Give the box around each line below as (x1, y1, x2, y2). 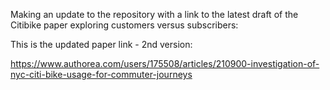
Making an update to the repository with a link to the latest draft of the (10, 9, 299, 20)
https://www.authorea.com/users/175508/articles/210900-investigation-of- (10, 58, 320, 69)
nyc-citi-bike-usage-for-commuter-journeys (10, 69, 193, 80)
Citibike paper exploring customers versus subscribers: (10, 19, 239, 31)
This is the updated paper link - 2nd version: (10, 39, 193, 50)
